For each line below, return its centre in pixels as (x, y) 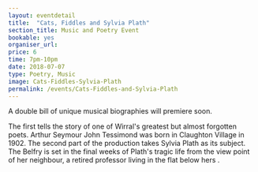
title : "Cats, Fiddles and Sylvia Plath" (79, 23)
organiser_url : (33, 45)
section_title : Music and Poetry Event (74, 30)
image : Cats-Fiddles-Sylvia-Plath (65, 81)
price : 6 (22, 52)
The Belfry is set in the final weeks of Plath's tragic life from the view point (129, 151)
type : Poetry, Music (42, 74)
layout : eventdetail (42, 15)
